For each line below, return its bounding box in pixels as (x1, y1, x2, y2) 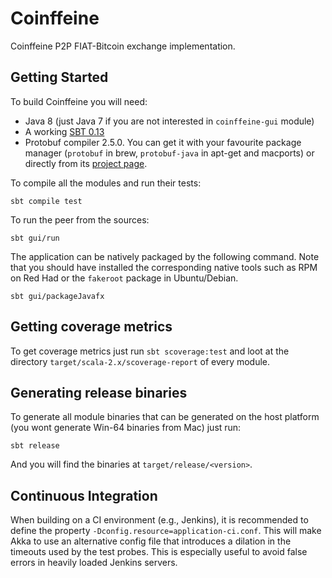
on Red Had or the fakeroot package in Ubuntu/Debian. (10, 272, 239, 284)
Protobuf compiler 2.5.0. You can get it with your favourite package (24, 136, 302, 148)
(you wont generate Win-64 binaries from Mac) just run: (10, 422, 242, 434)
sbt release (10, 441, 60, 451)
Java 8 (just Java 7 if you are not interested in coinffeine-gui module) (24, 115, 315, 127)
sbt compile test (10, 196, 83, 206)
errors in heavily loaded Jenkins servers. (10, 557, 178, 569)
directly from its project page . (24, 157, 148, 169)
